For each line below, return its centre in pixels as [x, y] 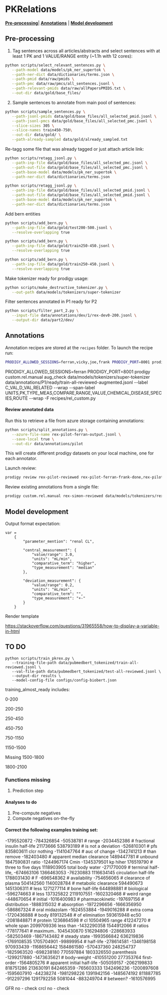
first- [147, 958]
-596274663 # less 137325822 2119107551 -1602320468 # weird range [78, 894]
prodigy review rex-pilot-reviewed [42, 478]
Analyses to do [21, 802]
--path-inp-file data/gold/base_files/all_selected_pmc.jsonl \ [80, 163]
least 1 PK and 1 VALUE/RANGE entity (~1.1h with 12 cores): [72, 56]
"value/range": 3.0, [53, 554]
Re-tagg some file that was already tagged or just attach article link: [75, 149]
